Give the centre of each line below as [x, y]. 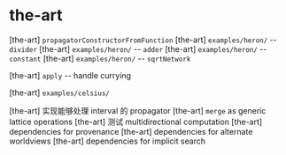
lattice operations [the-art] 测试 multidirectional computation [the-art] [136, 122]
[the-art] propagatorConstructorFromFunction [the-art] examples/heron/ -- [143, 40]
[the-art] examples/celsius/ [60, 92]
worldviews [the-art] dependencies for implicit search [108, 141]
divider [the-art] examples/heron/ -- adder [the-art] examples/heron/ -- [138, 48]
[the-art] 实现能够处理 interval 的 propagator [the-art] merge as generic [138, 110]
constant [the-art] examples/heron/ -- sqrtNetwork [100, 58]
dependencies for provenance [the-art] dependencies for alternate [131, 131]
